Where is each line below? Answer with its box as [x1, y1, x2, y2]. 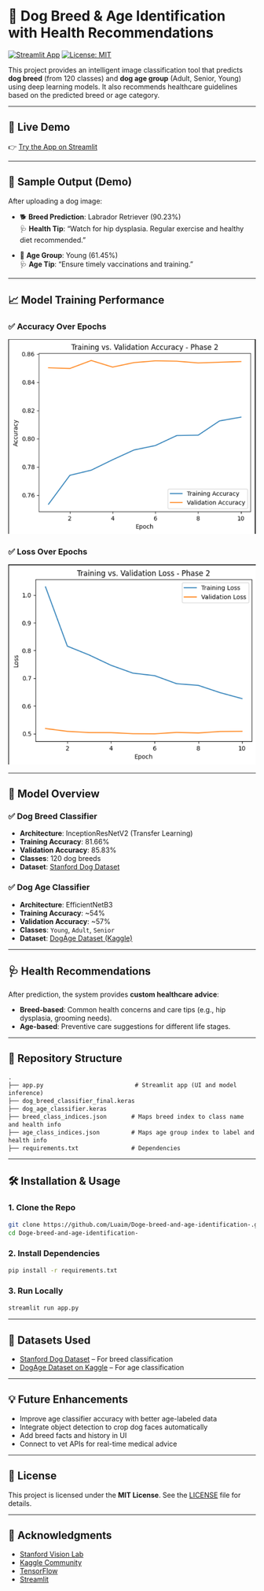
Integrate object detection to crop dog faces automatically [19, 1422, 208, 1432]
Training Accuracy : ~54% [19, 908, 105, 918]
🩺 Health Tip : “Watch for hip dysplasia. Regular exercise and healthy [19, 224, 244, 233]
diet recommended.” [19, 235, 86, 244]
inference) [8, 1090, 44, 1097]
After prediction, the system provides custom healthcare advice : [8, 989, 220, 999]
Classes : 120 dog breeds [19, 854, 101, 863]
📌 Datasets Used [8, 1333, 91, 1347]
